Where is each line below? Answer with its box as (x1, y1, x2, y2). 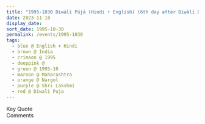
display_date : (6, 20, 43, 26)
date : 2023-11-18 (6, 15, 51, 21)
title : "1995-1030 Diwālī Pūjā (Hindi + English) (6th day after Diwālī (6, 9, 195, 15)
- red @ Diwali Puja (12, 89, 64, 95)
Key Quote (6, 105, 33, 112)
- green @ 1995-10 (12, 65, 59, 72)
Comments (6, 111, 34, 119)
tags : (6, 37, 20, 43)
